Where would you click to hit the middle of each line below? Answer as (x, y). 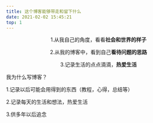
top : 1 (14, 22)
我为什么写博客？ (27, 77)
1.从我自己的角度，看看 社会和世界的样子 (98, 40)
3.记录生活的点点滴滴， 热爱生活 (98, 64)
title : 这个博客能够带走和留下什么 (44, 11)
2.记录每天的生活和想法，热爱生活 (47, 102)
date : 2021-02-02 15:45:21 (39, 17)
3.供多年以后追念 (26, 114)
